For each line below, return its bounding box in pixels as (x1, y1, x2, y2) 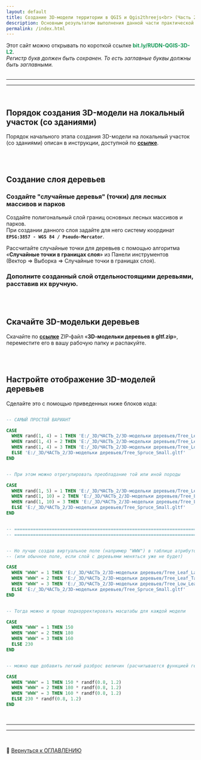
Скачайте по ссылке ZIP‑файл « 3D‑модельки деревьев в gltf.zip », (6, 333, 178, 340)
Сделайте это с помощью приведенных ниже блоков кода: (6, 400, 157, 407)
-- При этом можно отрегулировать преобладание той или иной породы (6, 471, 181, 477)
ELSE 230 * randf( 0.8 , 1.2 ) (11, 696, 82, 702)
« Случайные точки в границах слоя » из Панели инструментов (6, 251, 169, 258)
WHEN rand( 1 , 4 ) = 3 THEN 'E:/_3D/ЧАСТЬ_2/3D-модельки (11, 444, 151, 450)
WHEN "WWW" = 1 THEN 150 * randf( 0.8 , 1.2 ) (11, 679, 122, 685)
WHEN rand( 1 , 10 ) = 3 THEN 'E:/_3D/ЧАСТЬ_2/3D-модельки (11, 499, 154, 505)
